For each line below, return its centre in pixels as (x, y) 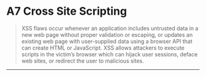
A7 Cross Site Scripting (67, 11)
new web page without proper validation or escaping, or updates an (107, 34)
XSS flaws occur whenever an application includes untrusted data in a (110, 28)
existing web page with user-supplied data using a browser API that (107, 41)
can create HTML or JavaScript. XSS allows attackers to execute (103, 48)
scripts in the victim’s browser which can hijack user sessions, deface (109, 54)
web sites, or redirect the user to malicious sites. (82, 61)
